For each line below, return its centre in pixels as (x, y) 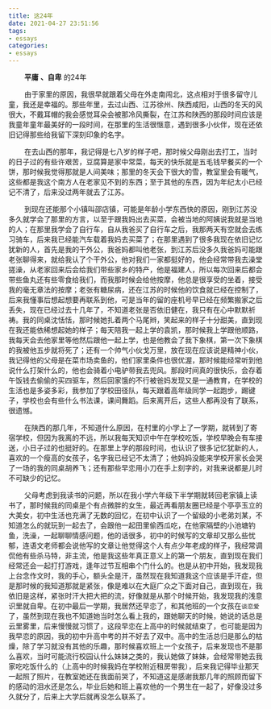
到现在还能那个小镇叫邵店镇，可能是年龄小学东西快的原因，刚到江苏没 (141, 209)
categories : (28, 46)
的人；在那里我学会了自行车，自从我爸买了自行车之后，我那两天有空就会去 (132, 229)
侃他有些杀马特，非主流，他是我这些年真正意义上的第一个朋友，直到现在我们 (135, 556)
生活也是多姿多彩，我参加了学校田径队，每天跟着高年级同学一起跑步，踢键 (132, 390)
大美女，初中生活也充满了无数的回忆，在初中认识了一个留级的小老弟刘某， (132, 515)
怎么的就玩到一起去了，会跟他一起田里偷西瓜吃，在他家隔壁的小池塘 (135, 525)
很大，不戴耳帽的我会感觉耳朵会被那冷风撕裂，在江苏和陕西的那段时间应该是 (135, 114)
